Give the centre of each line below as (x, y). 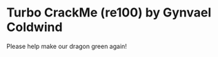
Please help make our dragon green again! (67, 46)
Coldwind (34, 27)
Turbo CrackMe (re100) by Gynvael (109, 13)
